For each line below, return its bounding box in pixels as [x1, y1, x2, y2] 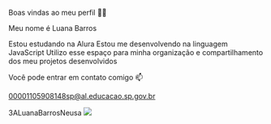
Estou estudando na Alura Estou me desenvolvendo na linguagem [8, 39, 229, 49]
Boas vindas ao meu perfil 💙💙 [8, 8, 107, 17]
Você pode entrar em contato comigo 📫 [8, 73, 144, 82]
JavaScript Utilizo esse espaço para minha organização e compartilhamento [8, 48, 264, 57]
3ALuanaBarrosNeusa [8, 108, 83, 118]
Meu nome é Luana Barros [8, 24, 97, 32]
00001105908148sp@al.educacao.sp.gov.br [8, 92, 156, 100]
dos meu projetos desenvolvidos [8, 57, 118, 66]
